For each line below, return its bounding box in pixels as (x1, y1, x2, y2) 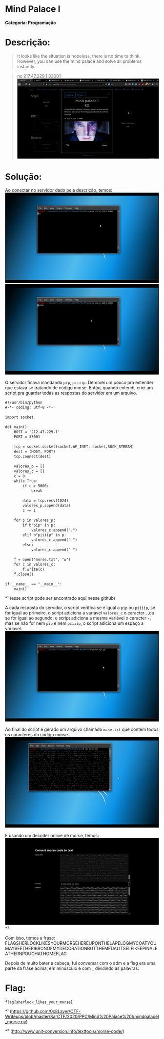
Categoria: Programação (5, 20, 56, 26)
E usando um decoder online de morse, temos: (5, 832, 99, 838)
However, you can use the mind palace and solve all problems (17, 58, 142, 64)
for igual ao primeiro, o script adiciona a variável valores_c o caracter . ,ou (5, 610, 155, 616)
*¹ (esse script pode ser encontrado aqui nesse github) (5, 595, 116, 601)
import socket (5, 415, 34, 420)
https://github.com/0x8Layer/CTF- (11, 1008, 81, 1014)
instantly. (17, 63, 36, 69)
